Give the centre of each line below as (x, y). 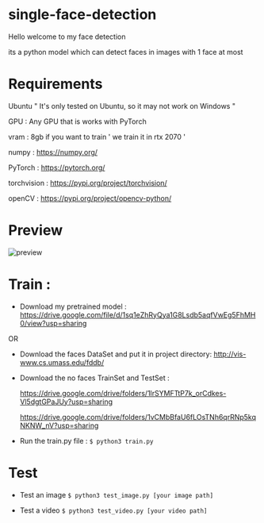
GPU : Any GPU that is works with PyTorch (77, 121)
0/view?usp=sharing (53, 323)
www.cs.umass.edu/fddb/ (62, 362)
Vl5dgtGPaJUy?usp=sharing (66, 402)
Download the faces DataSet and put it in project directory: (116, 354)
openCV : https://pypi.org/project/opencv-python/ (90, 198)
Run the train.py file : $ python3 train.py (86, 440)
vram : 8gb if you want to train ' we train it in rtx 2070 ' (97, 137)
